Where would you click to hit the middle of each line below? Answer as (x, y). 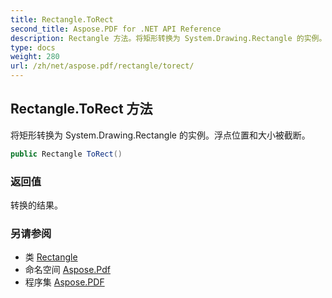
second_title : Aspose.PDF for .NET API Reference (116, 29)
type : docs (33, 47)
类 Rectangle (51, 257)
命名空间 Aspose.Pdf (67, 270)
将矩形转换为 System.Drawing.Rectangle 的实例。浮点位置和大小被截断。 (160, 135)
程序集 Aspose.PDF (64, 282)
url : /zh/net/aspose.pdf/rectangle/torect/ (102, 66)
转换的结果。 (36, 205)
